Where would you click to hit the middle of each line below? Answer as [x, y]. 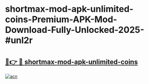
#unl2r [19, 41]
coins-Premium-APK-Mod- [61, 19]
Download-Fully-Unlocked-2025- [75, 30]
